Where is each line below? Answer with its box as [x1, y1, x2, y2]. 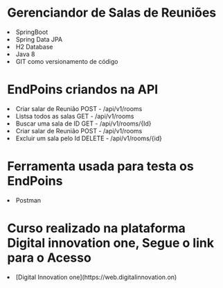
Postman [16, 196, 42, 204]
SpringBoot [16, 28, 48, 36]
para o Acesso [7, 250, 91, 265]
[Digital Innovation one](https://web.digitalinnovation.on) [16, 273, 177, 281]
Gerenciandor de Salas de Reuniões [7, 5, 217, 21]
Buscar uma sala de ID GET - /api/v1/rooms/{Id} [16, 119, 152, 128]
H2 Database [16, 42, 53, 51]
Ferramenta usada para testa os [7, 158, 194, 174]
